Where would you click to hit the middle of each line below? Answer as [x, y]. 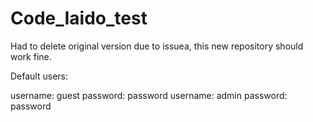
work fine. [31, 56]
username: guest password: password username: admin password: [149, 95]
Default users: [39, 76]
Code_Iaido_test [79, 18]
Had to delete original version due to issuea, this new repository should [157, 46]
